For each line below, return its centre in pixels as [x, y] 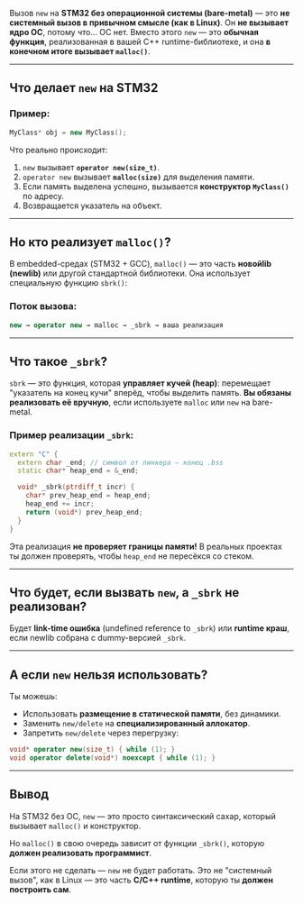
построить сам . [41, 889]
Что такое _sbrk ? [59, 361]
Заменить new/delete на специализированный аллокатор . [136, 724]
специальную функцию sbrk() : [69, 283]
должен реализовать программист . [81, 853]
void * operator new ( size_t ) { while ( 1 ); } [92, 750]
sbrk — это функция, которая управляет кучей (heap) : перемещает [140, 383]
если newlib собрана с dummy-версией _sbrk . [98, 638]
